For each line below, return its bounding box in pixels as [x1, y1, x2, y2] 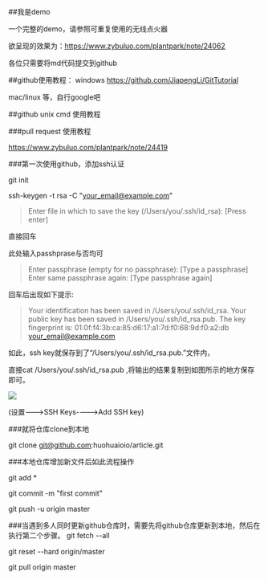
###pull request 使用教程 [8, 127, 91, 136]
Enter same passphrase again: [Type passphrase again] [27, 273, 213, 283]
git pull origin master [8, 562, 76, 572]
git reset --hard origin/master [8, 547, 106, 556]
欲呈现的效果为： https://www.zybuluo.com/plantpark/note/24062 [8, 41, 226, 51]
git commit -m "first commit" [8, 488, 103, 498]
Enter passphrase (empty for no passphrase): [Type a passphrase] [27, 264, 249, 274]
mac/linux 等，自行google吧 [8, 92, 101, 102]
